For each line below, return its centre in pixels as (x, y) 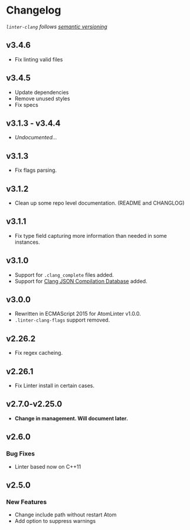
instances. (27, 242)
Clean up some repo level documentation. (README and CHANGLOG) (99, 203)
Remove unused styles (42, 99)
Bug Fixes (21, 454)
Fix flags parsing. (36, 170)
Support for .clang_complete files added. (64, 274)
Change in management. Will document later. (71, 418)
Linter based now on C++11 (48, 466)
